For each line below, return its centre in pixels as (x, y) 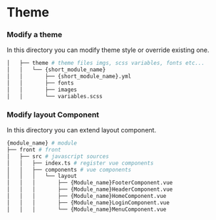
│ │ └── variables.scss (55, 96)
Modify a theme (35, 35)
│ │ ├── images (42, 90)
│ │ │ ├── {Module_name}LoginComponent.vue (88, 203)
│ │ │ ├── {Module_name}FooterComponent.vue (90, 183)
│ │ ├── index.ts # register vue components (80, 163)
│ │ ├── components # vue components (69, 169)
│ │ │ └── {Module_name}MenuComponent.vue (87, 209)
